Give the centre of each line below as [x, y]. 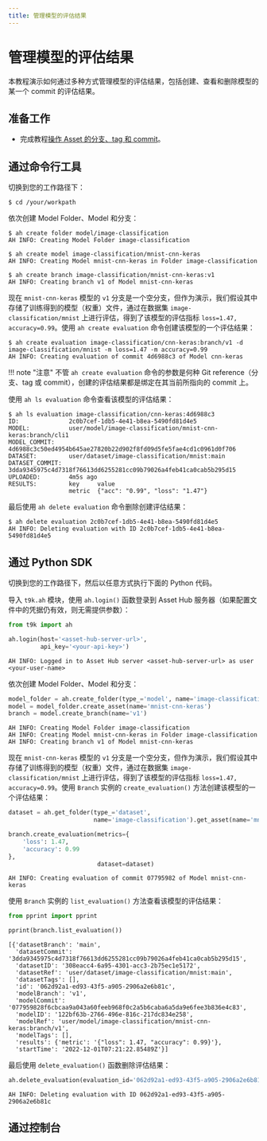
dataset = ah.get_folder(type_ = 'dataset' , [79, 813]
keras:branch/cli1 [39, 436]
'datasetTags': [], [48, 980]
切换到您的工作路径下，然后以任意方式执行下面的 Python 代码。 [112, 583]
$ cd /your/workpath [43, 203]
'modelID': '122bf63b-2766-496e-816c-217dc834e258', [104, 1015]
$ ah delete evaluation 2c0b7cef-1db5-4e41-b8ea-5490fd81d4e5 [113, 522]
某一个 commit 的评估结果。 [54, 91]
